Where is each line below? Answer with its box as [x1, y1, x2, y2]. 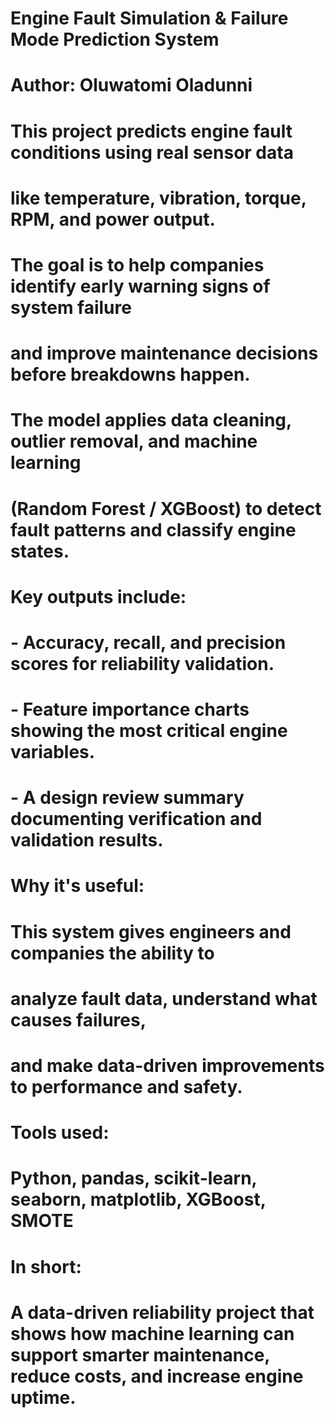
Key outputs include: [10, 585, 187, 608]
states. [10, 540, 70, 562]
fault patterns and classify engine [10, 518, 297, 541]
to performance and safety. [10, 1076, 243, 1098]
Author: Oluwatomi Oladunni [10, 74, 253, 97]
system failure [10, 296, 132, 319]
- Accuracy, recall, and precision [10, 631, 287, 654]
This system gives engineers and [10, 920, 292, 943]
